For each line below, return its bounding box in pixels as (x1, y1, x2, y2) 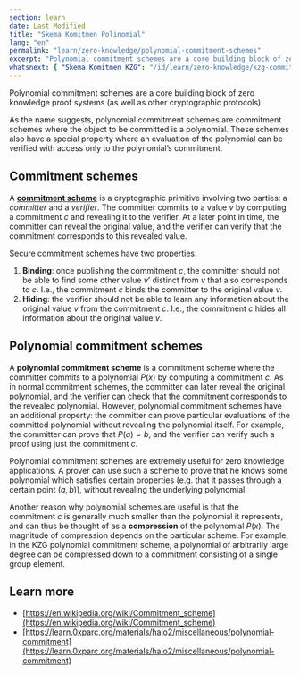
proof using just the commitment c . (9, 438, 138, 449)
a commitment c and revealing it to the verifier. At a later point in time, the (9, 211, 279, 222)
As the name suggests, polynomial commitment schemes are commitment (9, 114, 282, 125)
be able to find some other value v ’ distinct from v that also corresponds (21, 274, 288, 285)
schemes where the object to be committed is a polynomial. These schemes (9, 123, 290, 134)
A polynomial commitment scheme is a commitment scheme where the (9, 362, 275, 373)
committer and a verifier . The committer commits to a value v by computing (9, 202, 287, 213)
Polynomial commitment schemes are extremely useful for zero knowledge (9, 455, 285, 466)
